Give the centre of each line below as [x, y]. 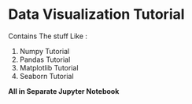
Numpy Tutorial [44, 51]
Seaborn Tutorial [46, 76]
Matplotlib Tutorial [49, 67]
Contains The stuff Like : [48, 36]
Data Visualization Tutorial [96, 14]
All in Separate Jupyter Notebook [64, 91]
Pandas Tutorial [45, 59]
